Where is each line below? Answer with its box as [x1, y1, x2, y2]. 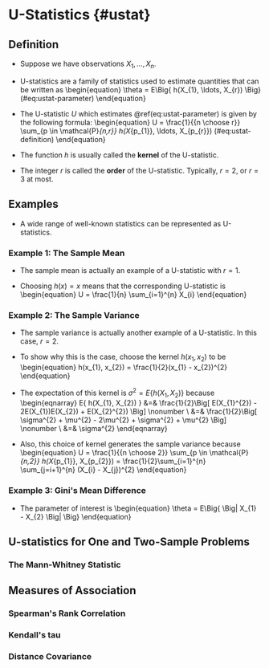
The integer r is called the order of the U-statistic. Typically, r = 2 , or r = [19, 165, 259, 175]
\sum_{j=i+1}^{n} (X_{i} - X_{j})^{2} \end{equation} [19, 465, 187, 475]
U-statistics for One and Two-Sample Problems [8, 536, 251, 549]
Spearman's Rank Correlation [8, 608, 126, 619]
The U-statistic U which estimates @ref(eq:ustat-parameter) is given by [19, 108, 257, 118]
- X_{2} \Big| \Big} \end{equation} [19, 511, 132, 521]
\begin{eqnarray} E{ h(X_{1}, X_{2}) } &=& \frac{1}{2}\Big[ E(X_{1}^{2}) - [19, 398, 257, 408]
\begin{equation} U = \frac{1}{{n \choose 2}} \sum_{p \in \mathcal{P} [19, 448, 249, 458]
